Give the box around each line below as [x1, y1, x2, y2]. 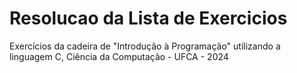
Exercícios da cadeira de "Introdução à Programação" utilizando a [9, 40, 281, 52]
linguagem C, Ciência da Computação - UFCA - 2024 [9, 50, 229, 62]
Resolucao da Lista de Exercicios [9, 7, 288, 30]
